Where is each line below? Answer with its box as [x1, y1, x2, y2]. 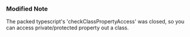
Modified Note [6, 5, 48, 13]
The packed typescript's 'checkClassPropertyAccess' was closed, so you [6, 18, 185, 25]
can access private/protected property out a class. [6, 24, 129, 31]
